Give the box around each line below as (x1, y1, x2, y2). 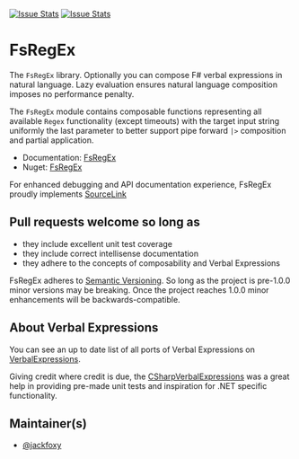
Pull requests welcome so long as (9, 215, 200, 230)
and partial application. (9, 135, 94, 146)
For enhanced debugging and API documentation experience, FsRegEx (9, 179, 272, 190)
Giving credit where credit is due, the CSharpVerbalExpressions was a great (9, 371, 290, 382)
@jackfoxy (22, 440, 62, 451)
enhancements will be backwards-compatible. (9, 294, 181, 305)
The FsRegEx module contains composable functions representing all (9, 106, 262, 117)
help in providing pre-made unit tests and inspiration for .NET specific (9, 380, 268, 391)
